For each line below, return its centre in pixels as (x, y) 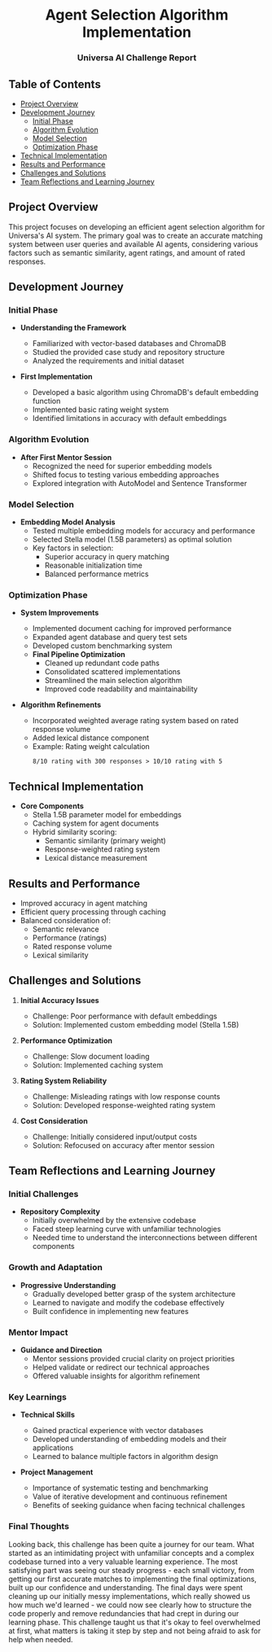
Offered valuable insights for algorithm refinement (116, 1376)
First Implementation (56, 377)
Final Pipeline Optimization (79, 655)
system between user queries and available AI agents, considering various (134, 244)
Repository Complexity (60, 1212)
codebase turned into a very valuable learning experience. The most (123, 1562)
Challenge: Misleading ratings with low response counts (126, 1096)
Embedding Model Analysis (68, 522)
